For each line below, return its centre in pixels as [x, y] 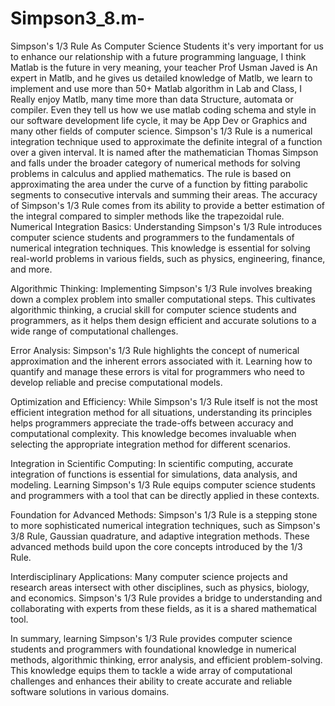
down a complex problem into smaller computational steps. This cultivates [163, 299]
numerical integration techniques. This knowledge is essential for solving [160, 248]
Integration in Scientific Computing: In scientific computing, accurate [152, 463]
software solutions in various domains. [90, 691]
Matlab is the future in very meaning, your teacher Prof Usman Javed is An [164, 67]
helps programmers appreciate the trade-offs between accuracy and [152, 423]
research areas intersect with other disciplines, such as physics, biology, [160, 587]
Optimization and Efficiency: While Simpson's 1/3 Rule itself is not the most [164, 401]
